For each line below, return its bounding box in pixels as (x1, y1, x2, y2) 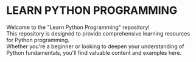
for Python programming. (6, 36, 70, 43)
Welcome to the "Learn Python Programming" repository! (6, 23, 150, 31)
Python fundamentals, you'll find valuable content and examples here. (6, 49, 181, 56)
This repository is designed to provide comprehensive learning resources (6, 29, 191, 37)
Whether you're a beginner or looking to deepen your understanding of (6, 43, 184, 50)
